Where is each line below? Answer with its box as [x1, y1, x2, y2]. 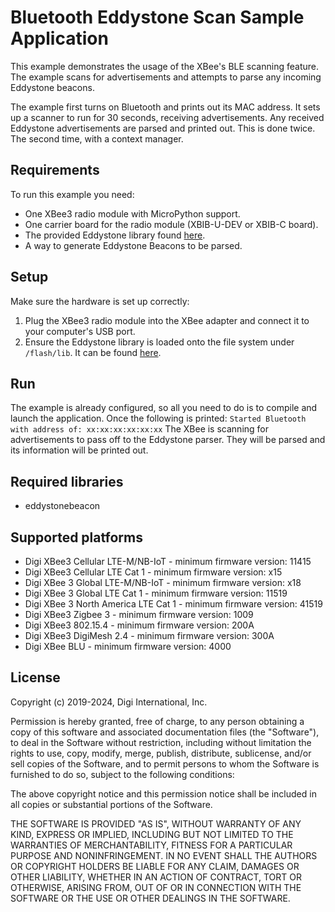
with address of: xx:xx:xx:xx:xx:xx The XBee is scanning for [10, 423, 269, 435]
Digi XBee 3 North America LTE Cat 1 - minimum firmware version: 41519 [24, 598, 323, 610]
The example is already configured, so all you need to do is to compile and [10, 402, 318, 414]
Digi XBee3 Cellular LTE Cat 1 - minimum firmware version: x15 [24, 566, 283, 578]
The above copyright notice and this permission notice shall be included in [10, 787, 317, 800]
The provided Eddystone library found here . [24, 229, 206, 241]
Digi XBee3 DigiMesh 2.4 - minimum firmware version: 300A [24, 630, 275, 641]
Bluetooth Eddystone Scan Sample [10, 6, 305, 29]
